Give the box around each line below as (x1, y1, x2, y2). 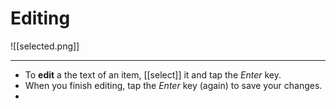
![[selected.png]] (10, 40, 80, 52)
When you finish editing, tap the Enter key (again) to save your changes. (24, 79, 323, 91)
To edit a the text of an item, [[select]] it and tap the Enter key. (24, 68, 282, 81)
